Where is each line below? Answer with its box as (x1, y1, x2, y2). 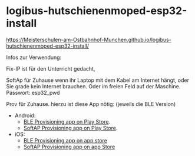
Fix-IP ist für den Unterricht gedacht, (6, 65, 95, 72)
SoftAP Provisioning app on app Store (23, 143, 115, 150)
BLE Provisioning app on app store (23, 137, 107, 144)
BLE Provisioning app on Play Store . (23, 118, 111, 125)
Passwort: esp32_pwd (6, 89, 60, 96)
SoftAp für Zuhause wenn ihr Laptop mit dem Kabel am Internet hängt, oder (6, 77, 190, 84)
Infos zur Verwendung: (6, 54, 62, 61)
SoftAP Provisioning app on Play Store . (23, 124, 118, 131)
